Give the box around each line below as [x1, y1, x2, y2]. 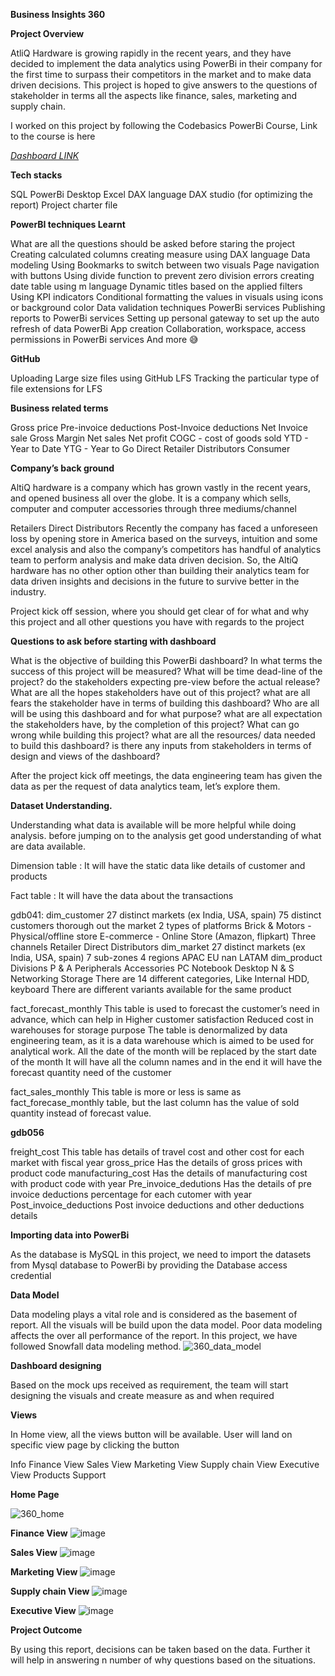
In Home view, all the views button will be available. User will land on [10, 1429, 293, 1440]
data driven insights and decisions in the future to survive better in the [10, 575, 300, 587]
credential [10, 1270, 52, 1281]
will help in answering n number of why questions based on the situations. [10, 1654, 316, 1666]
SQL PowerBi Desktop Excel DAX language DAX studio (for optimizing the [10, 189, 313, 200]
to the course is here [10, 130, 96, 142]
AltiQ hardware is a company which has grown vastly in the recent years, [10, 482, 311, 493]
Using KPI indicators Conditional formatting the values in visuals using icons [10, 291, 324, 303]
